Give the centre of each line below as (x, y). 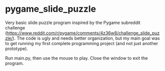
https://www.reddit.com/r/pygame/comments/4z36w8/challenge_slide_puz (83, 33)
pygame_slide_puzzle (51, 9)
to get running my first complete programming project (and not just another (82, 43)
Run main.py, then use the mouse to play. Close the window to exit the (77, 58)
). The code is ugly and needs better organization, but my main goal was (86, 38)
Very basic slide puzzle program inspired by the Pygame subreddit (73, 23)
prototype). (17, 48)
